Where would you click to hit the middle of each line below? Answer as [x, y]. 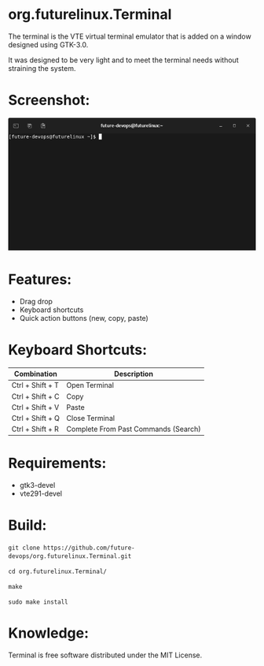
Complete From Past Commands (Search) [134, 429]
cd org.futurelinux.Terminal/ [58, 571]
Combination [36, 374]
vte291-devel [41, 493]
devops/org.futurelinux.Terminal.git [70, 556]
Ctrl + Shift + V [35, 407]
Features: [40, 279]
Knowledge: [48, 633]
